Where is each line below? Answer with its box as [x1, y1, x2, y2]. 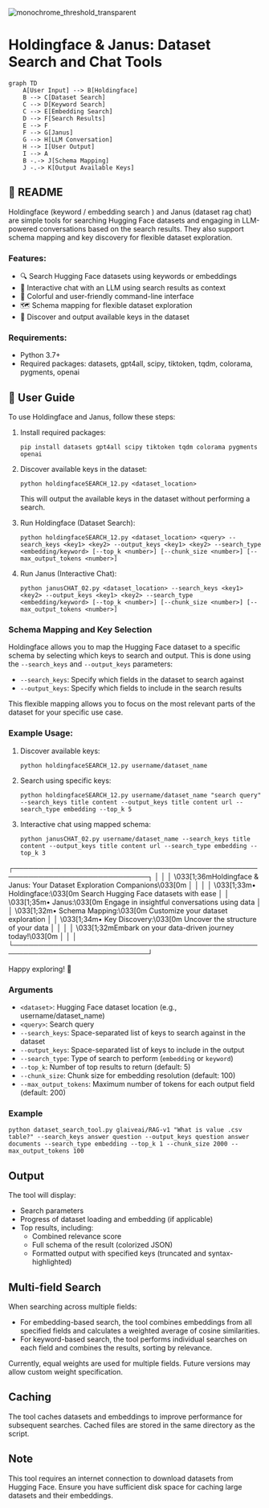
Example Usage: [8, 727, 74, 739]
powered [8, 223, 38, 233]
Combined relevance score [31, 1231, 122, 1241]
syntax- [207, 1248, 234, 1258]
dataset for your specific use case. [8, 707, 124, 717]
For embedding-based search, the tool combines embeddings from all [19, 1317, 252, 1326]
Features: [8, 252, 47, 264]
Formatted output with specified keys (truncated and [31, 1248, 206, 1258]
